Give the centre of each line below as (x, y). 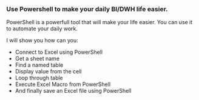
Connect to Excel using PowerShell (59, 52)
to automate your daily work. (42, 28)
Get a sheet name (37, 59)
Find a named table (39, 65)
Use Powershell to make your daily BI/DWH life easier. (87, 9)
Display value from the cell (48, 72)
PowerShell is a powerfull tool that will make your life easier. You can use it (99, 22)
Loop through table (39, 78)
